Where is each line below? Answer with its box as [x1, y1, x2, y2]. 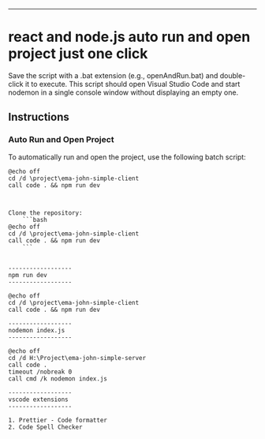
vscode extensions [8, 396, 69, 403]
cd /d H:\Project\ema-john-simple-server [8, 354, 147, 362]
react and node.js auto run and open [8, 28, 251, 46]
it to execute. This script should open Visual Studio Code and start [24, 79, 241, 88]
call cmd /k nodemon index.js [8, 374, 108, 383]
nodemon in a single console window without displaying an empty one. [8, 88, 239, 97]
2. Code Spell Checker [8, 423, 83, 431]
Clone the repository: [8, 208, 83, 217]
